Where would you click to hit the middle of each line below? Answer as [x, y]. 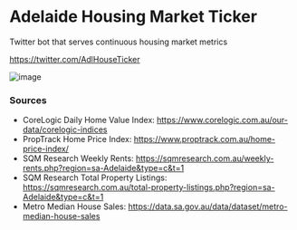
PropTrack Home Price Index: [77, 139]
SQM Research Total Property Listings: [95, 177]
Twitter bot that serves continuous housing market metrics [119, 42]
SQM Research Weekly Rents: [78, 158]
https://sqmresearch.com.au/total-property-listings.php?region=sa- [148, 187]
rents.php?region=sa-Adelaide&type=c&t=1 [103, 168]
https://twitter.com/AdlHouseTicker [75, 59]
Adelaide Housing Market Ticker [134, 17]
